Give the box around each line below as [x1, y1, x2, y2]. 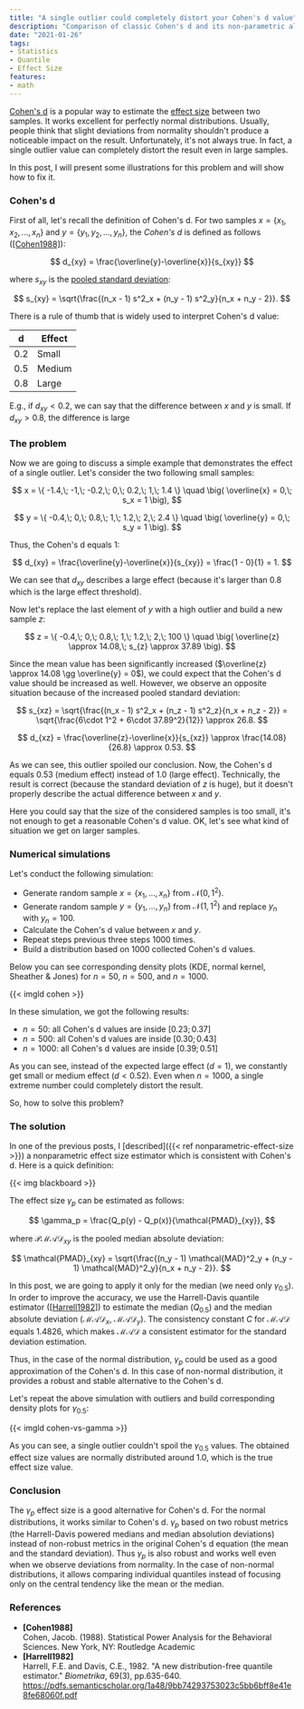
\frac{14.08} [241, 732, 287, 742]
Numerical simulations [9, 848, 111, 860]
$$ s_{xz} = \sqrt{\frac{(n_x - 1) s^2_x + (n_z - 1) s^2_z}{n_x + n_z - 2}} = [16, 705, 288, 715]
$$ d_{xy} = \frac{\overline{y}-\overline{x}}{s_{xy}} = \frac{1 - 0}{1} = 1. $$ [12, 557, 292, 568]
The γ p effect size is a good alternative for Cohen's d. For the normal [9, 1504, 266, 1517]
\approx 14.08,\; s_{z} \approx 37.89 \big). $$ [68, 641, 236, 652]
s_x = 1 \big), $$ [121, 495, 183, 506]
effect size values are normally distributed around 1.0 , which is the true [9, 1451, 273, 1462]
